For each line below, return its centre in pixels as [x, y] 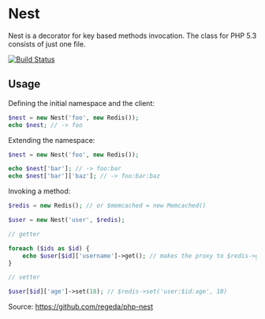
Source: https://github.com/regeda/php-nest [81, 307]
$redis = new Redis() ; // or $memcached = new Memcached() [107, 206]
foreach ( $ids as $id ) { [49, 248]
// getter [24, 234]
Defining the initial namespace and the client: [82, 103]
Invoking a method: [39, 191]
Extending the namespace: [52, 140]
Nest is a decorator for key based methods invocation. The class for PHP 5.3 [132, 36]
